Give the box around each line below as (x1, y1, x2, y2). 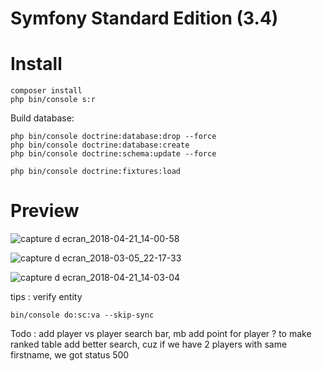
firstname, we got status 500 (10, 349, 130, 361)
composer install (10, 86, 83, 96)
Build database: (10, 112, 75, 124)
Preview (10, 200, 80, 222)
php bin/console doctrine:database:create (10, 140, 190, 151)
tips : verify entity (10, 291, 83, 303)
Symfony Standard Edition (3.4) (10, 7, 279, 30)
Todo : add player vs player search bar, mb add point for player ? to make (10, 328, 312, 340)
